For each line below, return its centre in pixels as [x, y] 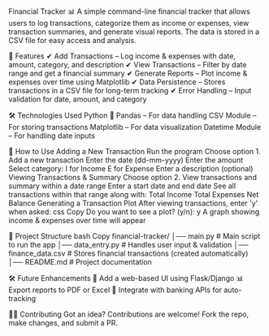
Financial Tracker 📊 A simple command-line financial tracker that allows [129, 11]
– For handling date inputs [52, 136]
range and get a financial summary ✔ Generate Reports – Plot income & [128, 73]
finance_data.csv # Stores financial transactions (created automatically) [128, 253]
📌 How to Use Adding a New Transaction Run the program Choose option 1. [135, 151]
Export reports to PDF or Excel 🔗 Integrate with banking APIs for [115, 290]
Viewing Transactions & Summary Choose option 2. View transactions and [133, 177]
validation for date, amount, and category [78, 99]
